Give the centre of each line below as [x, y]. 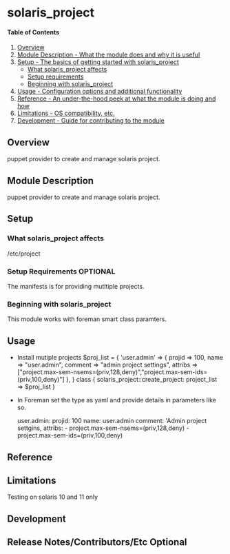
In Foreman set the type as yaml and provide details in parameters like [117, 400]
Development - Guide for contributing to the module [91, 121]
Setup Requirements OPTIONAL [61, 271]
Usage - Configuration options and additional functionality [100, 92]
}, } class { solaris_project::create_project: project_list [142, 380]
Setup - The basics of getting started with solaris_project [98, 62]
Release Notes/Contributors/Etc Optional [97, 542]
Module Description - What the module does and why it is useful [108, 55]
